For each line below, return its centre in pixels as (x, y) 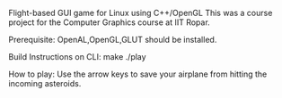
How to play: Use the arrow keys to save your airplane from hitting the (138, 74)
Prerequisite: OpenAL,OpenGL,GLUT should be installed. (113, 40)
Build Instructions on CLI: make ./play (77, 57)
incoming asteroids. (45, 83)
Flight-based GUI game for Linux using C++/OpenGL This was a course (141, 13)
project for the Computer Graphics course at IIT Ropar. (109, 22)
